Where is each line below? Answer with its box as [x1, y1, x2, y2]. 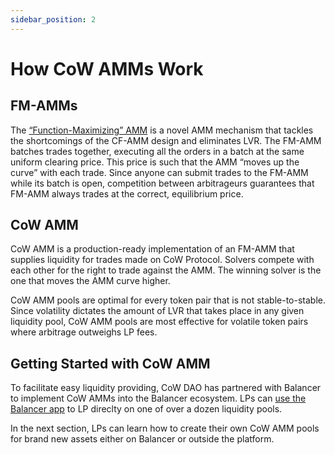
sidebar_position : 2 [10, 14, 97, 25]
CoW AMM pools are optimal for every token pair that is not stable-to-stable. [10, 294, 326, 306]
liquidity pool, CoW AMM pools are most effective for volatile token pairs [10, 316, 309, 328]
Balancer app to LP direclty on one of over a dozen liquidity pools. [10, 403, 283, 415]
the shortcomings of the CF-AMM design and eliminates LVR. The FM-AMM [10, 134, 322, 146]
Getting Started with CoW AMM [10, 355, 211, 372]
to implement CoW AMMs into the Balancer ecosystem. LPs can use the [10, 392, 307, 405]
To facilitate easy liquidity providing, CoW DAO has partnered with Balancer [10, 382, 322, 394]
